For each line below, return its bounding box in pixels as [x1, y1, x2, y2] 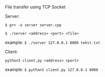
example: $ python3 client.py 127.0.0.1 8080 [5, 67, 98, 72]
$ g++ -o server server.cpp [5, 23, 62, 27]
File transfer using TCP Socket [5, 4, 66, 10]
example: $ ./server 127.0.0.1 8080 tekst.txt [5, 39, 101, 45]
